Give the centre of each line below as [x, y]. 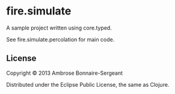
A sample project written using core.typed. [59, 28]
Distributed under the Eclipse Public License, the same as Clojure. [88, 84]
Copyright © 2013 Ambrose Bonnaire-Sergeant [65, 73]
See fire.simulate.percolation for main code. [60, 39]
